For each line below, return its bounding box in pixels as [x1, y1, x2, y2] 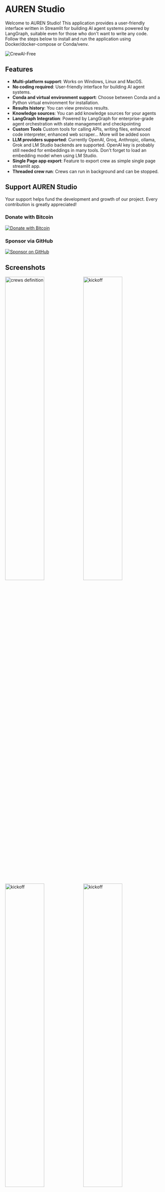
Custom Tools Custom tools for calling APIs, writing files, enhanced [12, 126, 151, 132]
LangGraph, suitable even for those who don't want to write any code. [5, 30, 148, 36]
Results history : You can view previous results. [12, 105, 110, 111]
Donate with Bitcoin [5, 214, 54, 221]
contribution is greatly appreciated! [5, 201, 77, 207]
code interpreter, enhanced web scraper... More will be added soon [12, 131, 150, 137]
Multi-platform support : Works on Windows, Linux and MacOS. [12, 78, 143, 84]
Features [5, 65, 33, 74]
